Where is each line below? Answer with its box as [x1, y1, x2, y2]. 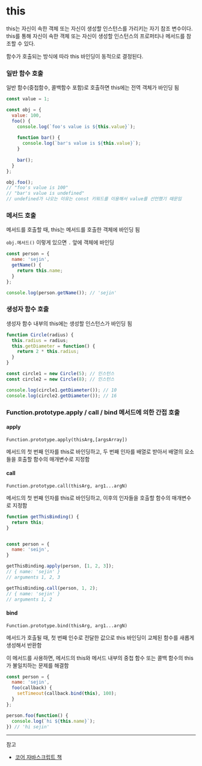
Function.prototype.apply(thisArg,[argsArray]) [6, 437, 128, 443]
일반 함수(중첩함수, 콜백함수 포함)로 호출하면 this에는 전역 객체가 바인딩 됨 [6, 84, 179, 91]
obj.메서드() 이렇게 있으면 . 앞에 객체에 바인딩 [6, 239, 114, 246]
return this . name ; [17, 268, 63, 274]
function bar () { [17, 135, 61, 141]
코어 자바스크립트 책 [14, 753, 62, 761]
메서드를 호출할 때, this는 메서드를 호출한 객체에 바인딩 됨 [6, 226, 140, 233]
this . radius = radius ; [11, 337, 69, 343]
